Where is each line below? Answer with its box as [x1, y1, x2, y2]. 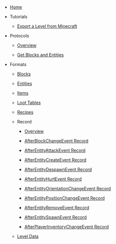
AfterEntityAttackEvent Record [24, 147, 86, 153]
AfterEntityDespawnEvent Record [24, 167, 92, 172]
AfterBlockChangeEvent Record [24, 138, 89, 143]
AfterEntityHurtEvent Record [24, 176, 82, 182]
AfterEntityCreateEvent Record [24, 157, 87, 163]
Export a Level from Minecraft [17, 23, 77, 29]
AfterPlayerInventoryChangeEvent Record [24, 224, 109, 230]
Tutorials [9, 14, 28, 19]
